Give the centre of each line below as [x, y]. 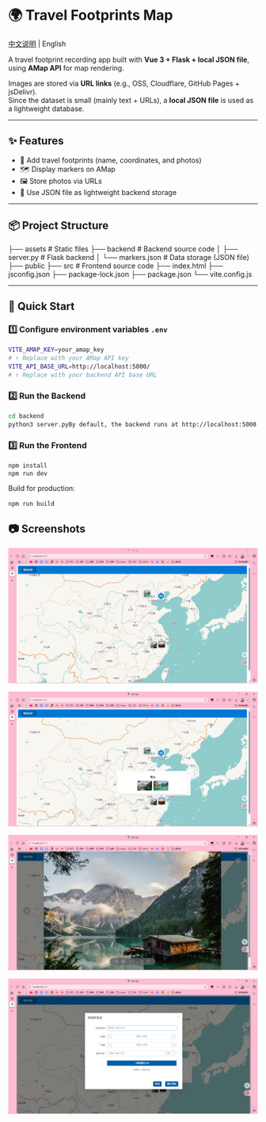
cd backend [26, 416]
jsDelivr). [23, 91]
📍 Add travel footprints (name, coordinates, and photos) [110, 160]
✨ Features [36, 141]
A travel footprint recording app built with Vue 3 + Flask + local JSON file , [129, 59]
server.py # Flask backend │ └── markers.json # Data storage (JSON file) [129, 257]
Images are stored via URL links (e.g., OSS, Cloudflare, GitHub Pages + [124, 83]
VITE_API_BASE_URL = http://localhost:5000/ [79, 366]
